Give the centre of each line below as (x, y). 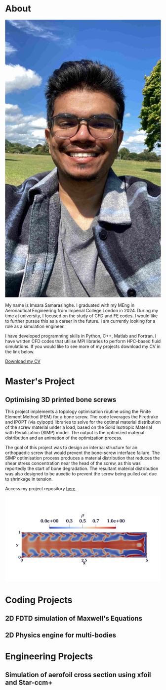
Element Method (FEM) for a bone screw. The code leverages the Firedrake (82, 416)
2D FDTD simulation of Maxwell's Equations (74, 618)
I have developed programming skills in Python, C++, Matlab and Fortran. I (81, 336)
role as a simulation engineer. (35, 326)
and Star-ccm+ (29, 682)
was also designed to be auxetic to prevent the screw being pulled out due (81, 473)
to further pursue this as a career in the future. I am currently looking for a (80, 321)
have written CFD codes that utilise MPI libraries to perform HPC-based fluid (83, 341)
